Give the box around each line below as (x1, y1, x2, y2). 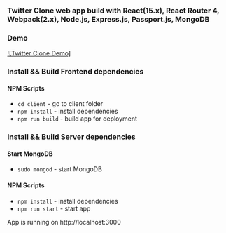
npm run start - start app (17, 204, 91, 213)
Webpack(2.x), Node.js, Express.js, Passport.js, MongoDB (7, 14, 210, 24)
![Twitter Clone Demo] (7, 49, 71, 58)
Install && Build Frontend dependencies (7, 67, 144, 76)
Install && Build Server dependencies (7, 132, 136, 142)
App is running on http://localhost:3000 (7, 218, 121, 226)
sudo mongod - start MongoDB (17, 165, 103, 173)
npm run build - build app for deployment (17, 114, 138, 123)
